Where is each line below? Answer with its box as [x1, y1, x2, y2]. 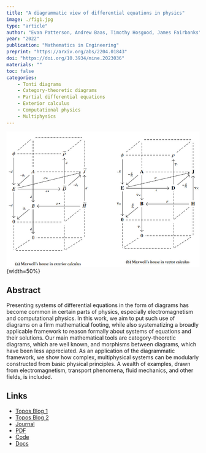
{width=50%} [6, 267, 41, 275]
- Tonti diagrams [17, 81, 62, 87]
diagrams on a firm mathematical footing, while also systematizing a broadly [6, 321, 199, 328]
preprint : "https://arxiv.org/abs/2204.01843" [6, 49, 128, 55]
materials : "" [6, 61, 43, 67]
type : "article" [6, 23, 48, 29]
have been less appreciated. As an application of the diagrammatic [6, 347, 175, 354]
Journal [15, 420, 35, 427]
